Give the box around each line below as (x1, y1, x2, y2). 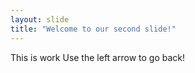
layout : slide (10, 14, 70, 25)
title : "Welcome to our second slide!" (10, 24, 177, 34)
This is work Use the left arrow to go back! (10, 51, 185, 63)
